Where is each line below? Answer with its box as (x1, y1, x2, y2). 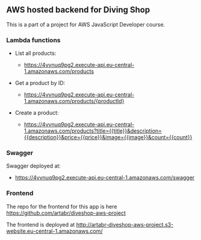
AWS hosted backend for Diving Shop (6, 5, 150, 15)
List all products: (14, 49, 57, 57)
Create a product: (14, 109, 59, 116)
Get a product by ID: (14, 80, 66, 87)
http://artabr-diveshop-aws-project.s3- (76, 221, 174, 228)
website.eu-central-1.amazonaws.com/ (6, 227, 104, 235)
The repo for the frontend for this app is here (6, 203, 117, 210)
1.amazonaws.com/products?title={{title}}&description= (23, 127, 162, 134)
